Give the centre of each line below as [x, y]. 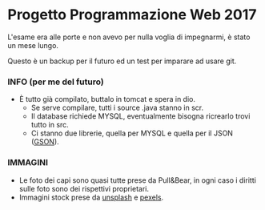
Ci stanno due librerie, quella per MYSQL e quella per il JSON [132, 133]
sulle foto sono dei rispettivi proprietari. [84, 188]
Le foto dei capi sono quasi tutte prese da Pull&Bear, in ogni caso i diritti [138, 180]
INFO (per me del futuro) [56, 82]
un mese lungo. [33, 45]
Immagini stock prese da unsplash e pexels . [91, 197]
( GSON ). [45, 142]
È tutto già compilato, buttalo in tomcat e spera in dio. [107, 99]
